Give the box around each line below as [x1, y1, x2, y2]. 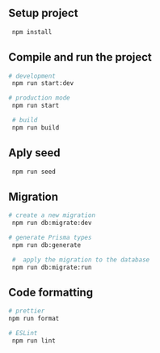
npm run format [8, 315, 60, 323]
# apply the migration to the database [11, 255, 150, 264]
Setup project [8, 6, 78, 20]
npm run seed [11, 168, 57, 176]
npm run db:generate [11, 240, 82, 249]
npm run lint [11, 336, 57, 345]
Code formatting [8, 285, 94, 299]
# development [8, 72, 57, 80]
